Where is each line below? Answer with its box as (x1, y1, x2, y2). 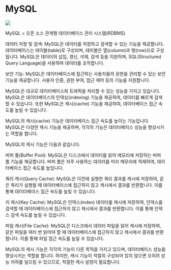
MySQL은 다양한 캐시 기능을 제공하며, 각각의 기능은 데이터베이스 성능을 (5, 124, 147, 130)
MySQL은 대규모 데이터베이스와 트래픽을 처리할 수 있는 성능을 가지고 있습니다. (5, 87, 160, 94)
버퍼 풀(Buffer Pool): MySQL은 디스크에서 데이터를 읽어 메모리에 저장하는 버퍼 (5, 152, 161, 158)
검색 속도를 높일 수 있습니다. (10, 212, 67, 218)
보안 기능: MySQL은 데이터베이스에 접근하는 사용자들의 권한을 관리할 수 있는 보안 (5, 71, 166, 77)
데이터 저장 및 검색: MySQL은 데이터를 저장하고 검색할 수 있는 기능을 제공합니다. (5, 41, 164, 47)
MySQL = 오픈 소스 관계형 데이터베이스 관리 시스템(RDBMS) (5, 30, 126, 36)
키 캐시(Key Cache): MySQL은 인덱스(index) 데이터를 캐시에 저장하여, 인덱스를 (5, 199, 163, 205)
